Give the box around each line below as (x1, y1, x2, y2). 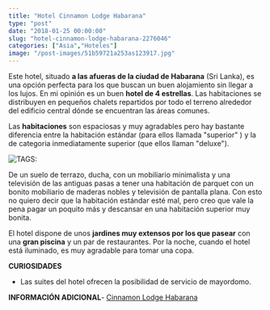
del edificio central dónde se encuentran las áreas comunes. (8, 106, 210, 115)
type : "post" (8, 19, 53, 27)
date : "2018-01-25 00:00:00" (8, 27, 107, 35)
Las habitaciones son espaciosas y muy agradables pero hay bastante (8, 122, 245, 131)
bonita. (8, 213, 32, 222)
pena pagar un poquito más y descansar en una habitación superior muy (8, 204, 251, 214)
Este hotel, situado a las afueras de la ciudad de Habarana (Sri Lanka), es (8, 72, 255, 81)
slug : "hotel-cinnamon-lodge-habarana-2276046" (8, 34, 172, 43)
